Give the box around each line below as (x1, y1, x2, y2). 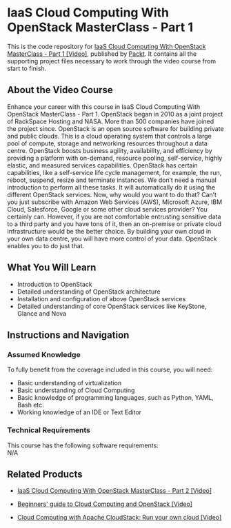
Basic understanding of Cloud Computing (17, 386, 135, 394)
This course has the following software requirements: (7, 441, 159, 449)
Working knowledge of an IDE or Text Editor (17, 408, 142, 416)
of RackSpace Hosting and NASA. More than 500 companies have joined (7, 117, 214, 125)
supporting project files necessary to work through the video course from (7, 57, 216, 65)
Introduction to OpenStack (17, 280, 92, 288)
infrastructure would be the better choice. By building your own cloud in (7, 227, 212, 235)
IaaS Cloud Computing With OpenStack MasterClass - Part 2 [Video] (17, 487, 212, 495)
